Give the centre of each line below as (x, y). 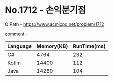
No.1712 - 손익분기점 (46, 10)
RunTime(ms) (89, 46)
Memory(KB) (52, 46)
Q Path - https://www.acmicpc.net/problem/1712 (55, 24)
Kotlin (14, 63)
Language (20, 46)
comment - (17, 34)
